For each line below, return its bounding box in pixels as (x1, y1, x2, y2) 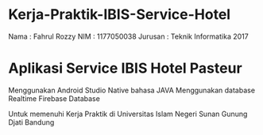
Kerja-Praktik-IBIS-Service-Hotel (8, 6, 231, 24)
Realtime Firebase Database (8, 93, 101, 103)
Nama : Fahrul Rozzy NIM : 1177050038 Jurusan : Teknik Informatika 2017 (8, 32, 249, 41)
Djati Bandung (8, 117, 55, 127)
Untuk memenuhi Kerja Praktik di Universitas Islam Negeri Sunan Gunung (8, 109, 248, 118)
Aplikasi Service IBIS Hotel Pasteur (8, 59, 242, 77)
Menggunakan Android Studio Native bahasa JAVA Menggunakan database (8, 85, 256, 95)
